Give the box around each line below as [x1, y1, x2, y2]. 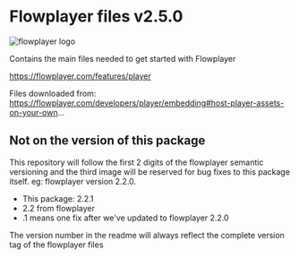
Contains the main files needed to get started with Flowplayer [9, 53, 236, 64]
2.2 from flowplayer [21, 203, 96, 213]
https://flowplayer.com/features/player [9, 70, 152, 82]
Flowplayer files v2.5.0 [9, 6, 184, 27]
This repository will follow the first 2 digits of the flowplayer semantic [9, 157, 264, 168]
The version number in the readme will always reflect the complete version [9, 229, 285, 240]
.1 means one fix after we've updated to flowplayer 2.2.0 [21, 212, 230, 223]
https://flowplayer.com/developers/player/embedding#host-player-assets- [9, 97, 285, 108]
